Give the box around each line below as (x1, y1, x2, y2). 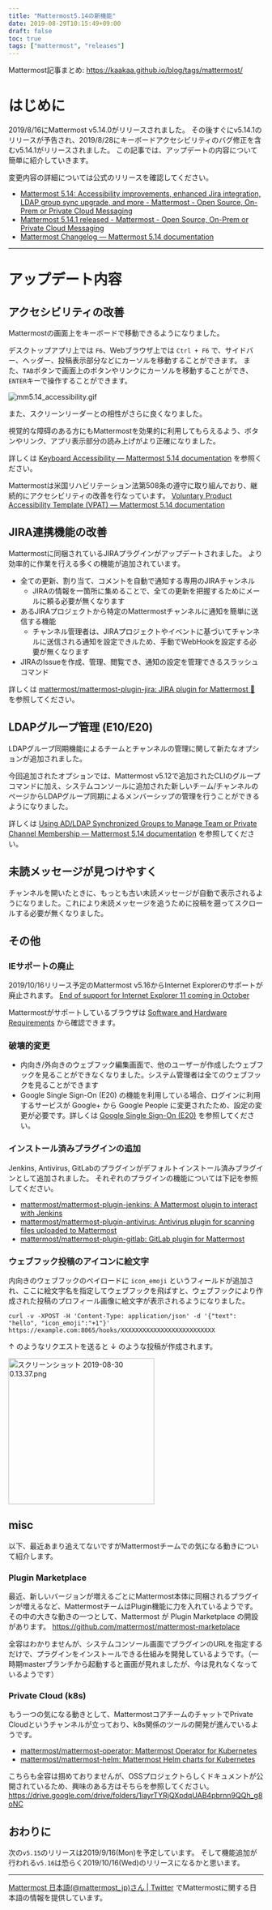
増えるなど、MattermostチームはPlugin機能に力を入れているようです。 (22, 1602, 257, 1612)
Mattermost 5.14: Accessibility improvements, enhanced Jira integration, (19, 189, 261, 199)
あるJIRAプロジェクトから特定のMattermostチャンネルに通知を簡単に (19, 606, 252, 616)
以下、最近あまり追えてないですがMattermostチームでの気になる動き (8, 1541, 238, 1551)
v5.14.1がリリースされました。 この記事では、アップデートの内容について (15, 145, 258, 155)
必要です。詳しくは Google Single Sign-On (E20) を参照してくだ (34, 1111, 249, 1120)
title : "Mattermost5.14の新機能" (8, 11, 117, 20)
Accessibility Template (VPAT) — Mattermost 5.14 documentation (8, 500, 225, 510)
